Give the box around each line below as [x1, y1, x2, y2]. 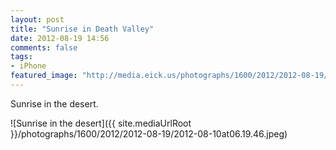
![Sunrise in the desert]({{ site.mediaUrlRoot [10, 117, 192, 129]
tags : [10, 52, 33, 62]
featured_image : [10, 71, 78, 81]
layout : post [10, 14, 65, 25]
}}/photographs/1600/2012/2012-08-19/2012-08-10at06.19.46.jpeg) [10, 127, 288, 140]
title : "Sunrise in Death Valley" [10, 24, 155, 34]
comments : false [10, 42, 78, 53]
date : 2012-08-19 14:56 [10, 33, 110, 43]
